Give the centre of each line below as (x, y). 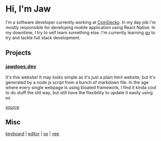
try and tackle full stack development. (43, 38)
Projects (18, 53)
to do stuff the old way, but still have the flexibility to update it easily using (79, 92)
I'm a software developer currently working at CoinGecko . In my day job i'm (81, 22)
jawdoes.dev (21, 67)
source (13, 107)
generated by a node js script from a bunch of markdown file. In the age (77, 82)
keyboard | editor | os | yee (32, 134)
